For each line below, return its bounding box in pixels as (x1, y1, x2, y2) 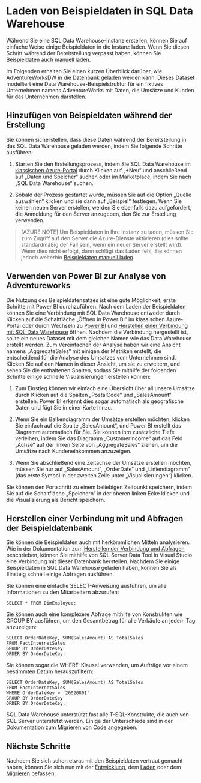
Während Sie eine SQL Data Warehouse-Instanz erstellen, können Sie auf (6, 37, 187, 44)
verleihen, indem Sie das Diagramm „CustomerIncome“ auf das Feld (14, 434, 183, 442)
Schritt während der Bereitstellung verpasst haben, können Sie (6, 49, 161, 56)
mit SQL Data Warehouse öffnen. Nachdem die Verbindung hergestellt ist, (6, 328, 188, 336)
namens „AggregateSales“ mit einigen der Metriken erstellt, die (6, 347, 162, 355)
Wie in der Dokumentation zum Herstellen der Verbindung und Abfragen (6, 545, 185, 552)
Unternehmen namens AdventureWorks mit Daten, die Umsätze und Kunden (6, 86, 194, 94)
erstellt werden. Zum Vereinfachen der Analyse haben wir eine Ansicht (6, 341, 181, 348)
